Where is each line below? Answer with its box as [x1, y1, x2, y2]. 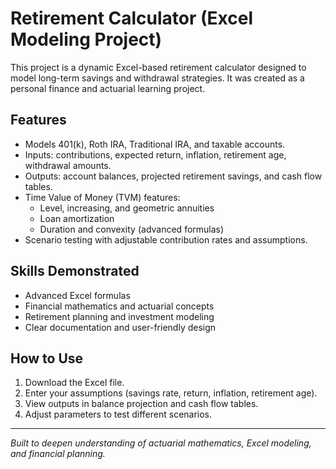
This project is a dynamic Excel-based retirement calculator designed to [10, 61, 307, 73]
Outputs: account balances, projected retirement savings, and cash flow [24, 170, 323, 182]
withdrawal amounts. [24, 159, 112, 171]
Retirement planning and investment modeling [24, 310, 215, 322]
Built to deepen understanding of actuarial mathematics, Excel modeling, [10, 437, 312, 449]
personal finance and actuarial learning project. [10, 82, 206, 94]
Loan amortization [39, 212, 115, 224]
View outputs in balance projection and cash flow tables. [24, 398, 259, 410]
